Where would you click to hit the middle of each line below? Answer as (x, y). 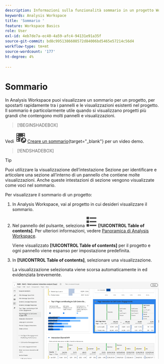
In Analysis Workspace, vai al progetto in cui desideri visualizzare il (80, 204)
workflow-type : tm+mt (27, 46)
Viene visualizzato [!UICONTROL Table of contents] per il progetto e (81, 246)
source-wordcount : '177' (30, 51)
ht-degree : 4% (20, 57)
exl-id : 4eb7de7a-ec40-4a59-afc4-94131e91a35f (53, 36)
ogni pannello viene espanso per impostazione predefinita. (71, 251)
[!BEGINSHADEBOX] (37, 125)
